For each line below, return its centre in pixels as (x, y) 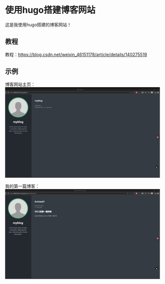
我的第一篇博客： (22, 186)
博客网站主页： (20, 84)
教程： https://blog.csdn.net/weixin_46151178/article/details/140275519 (76, 54)
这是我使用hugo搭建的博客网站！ (38, 25)
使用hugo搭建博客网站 (50, 10)
